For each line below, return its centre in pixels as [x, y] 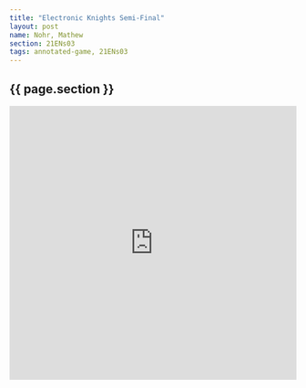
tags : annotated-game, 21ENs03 [69, 52]
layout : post [34, 26]
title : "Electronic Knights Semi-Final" [87, 18]
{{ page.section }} [62, 89]
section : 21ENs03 [42, 43]
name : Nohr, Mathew [46, 35]
